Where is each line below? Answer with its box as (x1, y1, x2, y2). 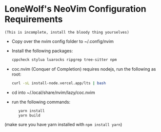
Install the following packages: (11, 48, 73, 54)
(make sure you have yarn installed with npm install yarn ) (4, 122, 122, 128)
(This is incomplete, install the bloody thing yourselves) (4, 30, 130, 35)
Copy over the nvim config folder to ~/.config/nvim (11, 38, 114, 44)
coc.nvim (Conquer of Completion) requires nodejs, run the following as (11, 66, 156, 72)
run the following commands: (11, 99, 71, 105)
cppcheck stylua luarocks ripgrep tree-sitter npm (11, 57, 117, 62)
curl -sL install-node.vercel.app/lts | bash (11, 80, 106, 86)
